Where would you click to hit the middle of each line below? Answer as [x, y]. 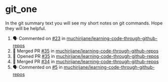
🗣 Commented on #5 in [37, 67]
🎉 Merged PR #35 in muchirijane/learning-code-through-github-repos [86, 50]
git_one [21, 9]
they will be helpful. [26, 28]
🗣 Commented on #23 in [39, 38]
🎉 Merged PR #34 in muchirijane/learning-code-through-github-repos [86, 61]
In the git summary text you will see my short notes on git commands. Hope [84, 23]
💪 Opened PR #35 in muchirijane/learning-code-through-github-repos [86, 56]
